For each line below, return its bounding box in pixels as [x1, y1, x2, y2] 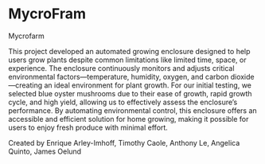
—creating [8, 80, 43, 90]
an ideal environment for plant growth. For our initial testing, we [43, 80, 252, 90]
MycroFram [8, 5, 86, 23]
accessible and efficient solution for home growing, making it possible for [8, 114, 249, 123]
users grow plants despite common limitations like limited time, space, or [8, 55, 247, 64]
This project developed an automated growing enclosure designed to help [8, 46, 251, 56]
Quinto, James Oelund [8, 146, 82, 156]
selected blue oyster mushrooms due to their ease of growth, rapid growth [8, 88, 252, 98]
